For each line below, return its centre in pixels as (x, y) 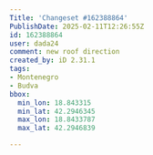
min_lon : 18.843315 (55, 103)
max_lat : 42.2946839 (56, 129)
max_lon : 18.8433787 (56, 119)
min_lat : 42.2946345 (56, 111)
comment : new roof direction (65, 52)
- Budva (24, 86)
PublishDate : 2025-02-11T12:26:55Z (77, 26)
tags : (20, 69)
